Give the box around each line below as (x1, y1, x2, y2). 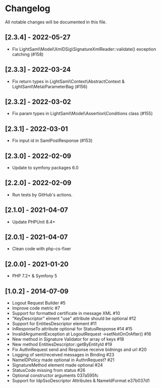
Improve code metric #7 (12, 305, 60, 311)
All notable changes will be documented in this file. (5, 19, 107, 25)
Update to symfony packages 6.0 (12, 165, 79, 171)
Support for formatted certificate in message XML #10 (12, 310, 120, 316)
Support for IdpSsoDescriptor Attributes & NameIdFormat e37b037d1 (12, 378, 150, 384)
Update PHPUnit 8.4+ (12, 219, 56, 225)
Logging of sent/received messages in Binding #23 (12, 352, 114, 358)
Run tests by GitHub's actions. (12, 192, 73, 197)
